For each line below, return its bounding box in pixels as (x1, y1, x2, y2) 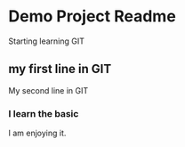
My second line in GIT (8, 85, 89, 95)
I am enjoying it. (8, 127, 67, 139)
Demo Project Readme (8, 6, 177, 27)
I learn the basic (8, 107, 79, 119)
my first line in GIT (8, 61, 112, 77)
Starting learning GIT (8, 36, 85, 46)
